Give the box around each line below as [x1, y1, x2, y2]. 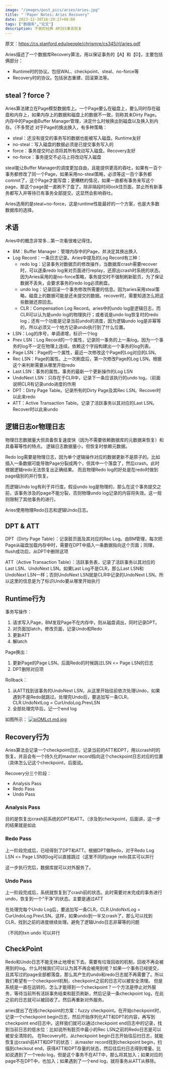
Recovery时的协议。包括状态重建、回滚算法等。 [12, 75, 112, 81]
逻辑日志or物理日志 [5, 422, 65, 431]
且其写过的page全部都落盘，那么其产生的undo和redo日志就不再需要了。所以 [5, 971, 164, 978]
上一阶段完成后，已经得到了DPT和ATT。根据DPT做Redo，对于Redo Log [5, 847, 154, 853]
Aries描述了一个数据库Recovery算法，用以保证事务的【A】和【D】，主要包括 [5, 52, 163, 58]
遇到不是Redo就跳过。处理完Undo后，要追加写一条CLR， [12, 694, 132, 700]
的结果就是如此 [5, 822, 36, 829]
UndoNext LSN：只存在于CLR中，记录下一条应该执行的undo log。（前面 [12, 374, 161, 380]
